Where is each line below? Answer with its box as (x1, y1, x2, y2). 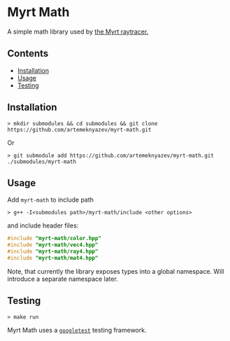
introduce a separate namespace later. (7, 274, 119, 283)
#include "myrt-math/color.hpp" (7, 235, 101, 242)
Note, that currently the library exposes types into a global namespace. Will (7, 267, 224, 275)
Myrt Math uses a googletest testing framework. (7, 326, 147, 334)
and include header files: (7, 221, 79, 230)
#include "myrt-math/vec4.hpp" (7, 242, 99, 249)
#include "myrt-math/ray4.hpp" (7, 248, 99, 256)
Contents (7, 48, 49, 60)
